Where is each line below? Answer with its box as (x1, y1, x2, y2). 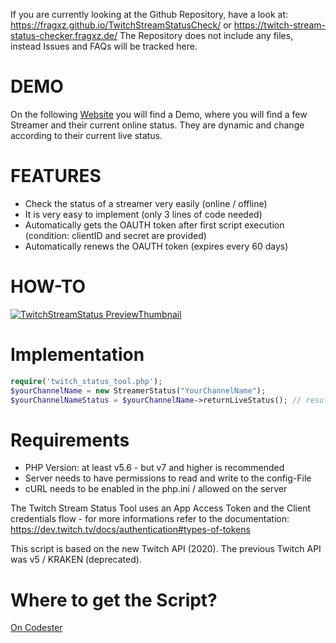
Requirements (10, 429, 130, 451)
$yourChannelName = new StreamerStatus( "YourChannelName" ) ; (10, 385, 267, 396)
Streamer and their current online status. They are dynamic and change (10, 119, 305, 131)
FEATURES (10, 165, 102, 188)
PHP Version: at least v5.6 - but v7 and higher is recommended (24, 462, 285, 474)
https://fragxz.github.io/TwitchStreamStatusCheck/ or (10, 19, 232, 31)
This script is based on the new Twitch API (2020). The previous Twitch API (10, 543, 322, 555)
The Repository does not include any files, (119, 30, 294, 41)
